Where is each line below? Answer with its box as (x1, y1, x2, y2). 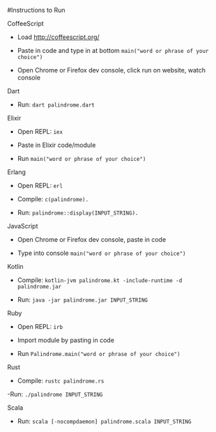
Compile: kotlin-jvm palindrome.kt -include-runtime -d (17, 276, 183, 284)
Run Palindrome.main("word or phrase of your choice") (17, 350, 180, 357)
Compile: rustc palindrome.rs (17, 376, 105, 385)
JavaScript (7, 222, 38, 230)
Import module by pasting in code (17, 336, 115, 344)
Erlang (7, 168, 26, 176)
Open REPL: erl (17, 181, 63, 190)
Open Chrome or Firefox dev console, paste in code (17, 236, 167, 243)
